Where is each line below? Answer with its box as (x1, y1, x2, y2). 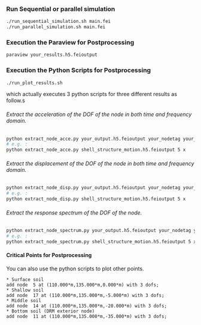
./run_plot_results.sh (6, 80, 63, 86)
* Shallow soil (6, 287, 44, 293)
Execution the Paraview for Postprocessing (6, 38, 135, 46)
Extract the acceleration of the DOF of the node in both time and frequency (6, 111, 192, 118)
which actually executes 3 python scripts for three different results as (6, 91, 178, 98)
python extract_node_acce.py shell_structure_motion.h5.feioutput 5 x (6, 147, 186, 153)
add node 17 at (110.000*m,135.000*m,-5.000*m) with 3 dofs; (6, 293, 165, 299)
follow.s (6, 97, 25, 104)
